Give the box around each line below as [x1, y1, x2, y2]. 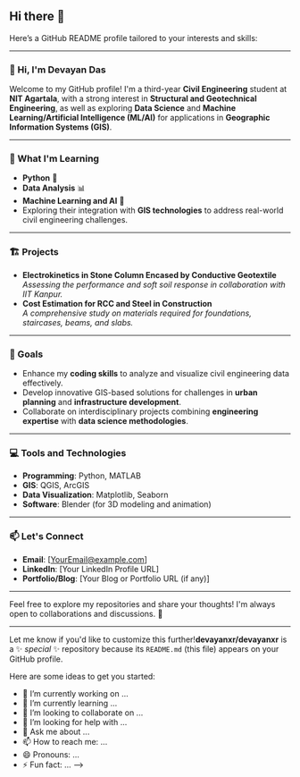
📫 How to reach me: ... [21, 736, 108, 747]
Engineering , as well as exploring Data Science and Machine [9, 103, 237, 114]
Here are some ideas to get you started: [9, 671, 156, 681]
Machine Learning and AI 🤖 [21, 196, 125, 207]
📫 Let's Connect [9, 530, 84, 543]
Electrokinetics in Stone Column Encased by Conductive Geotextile [21, 269, 277, 280]
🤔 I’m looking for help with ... [21, 716, 128, 727]
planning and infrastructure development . [21, 397, 181, 407]
